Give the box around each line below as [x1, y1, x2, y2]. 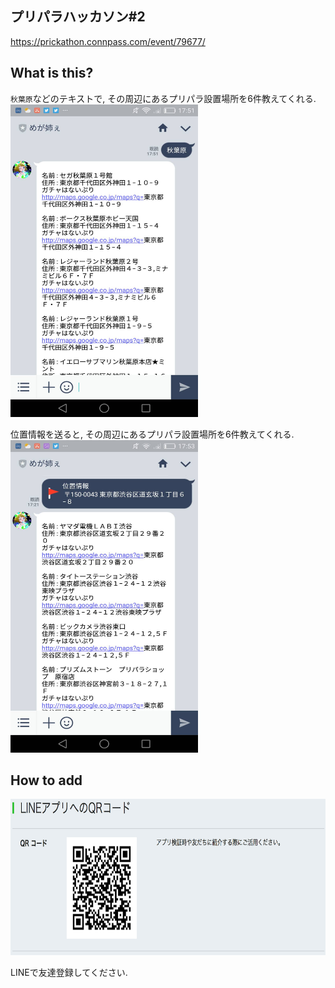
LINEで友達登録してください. [10, 967, 128, 979]
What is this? [10, 65, 94, 82]
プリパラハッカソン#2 [10, 8, 146, 26]
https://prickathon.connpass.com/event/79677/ [10, 35, 206, 47]
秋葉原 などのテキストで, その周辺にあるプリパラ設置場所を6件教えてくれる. [10, 92, 317, 104]
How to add [10, 772, 83, 789]
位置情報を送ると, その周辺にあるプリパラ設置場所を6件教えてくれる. [10, 428, 295, 440]
